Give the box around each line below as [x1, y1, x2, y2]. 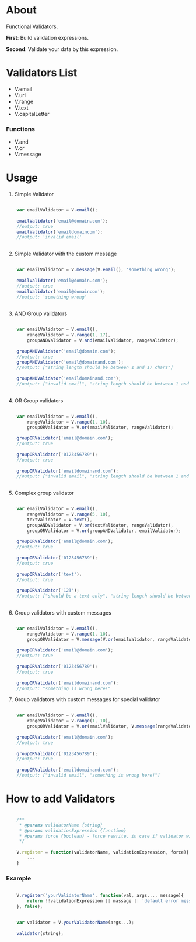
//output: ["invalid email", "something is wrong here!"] [16, 773, 160, 779]
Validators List [6, 66, 78, 80]
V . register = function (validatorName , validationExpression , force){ [16, 849, 190, 855]
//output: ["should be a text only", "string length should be [16, 593, 174, 599]
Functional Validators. [6, 23, 58, 30]
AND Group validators [14, 310, 68, 317]
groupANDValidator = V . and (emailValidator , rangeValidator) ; [27, 337, 179, 343]
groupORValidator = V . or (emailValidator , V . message [27, 723, 156, 729]
